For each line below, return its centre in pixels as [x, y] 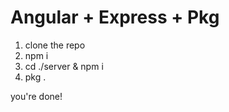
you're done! [36, 96]
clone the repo [55, 45]
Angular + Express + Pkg [115, 17]
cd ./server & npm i [64, 66]
